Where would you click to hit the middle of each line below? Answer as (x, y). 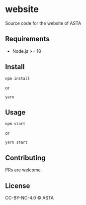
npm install (17, 78)
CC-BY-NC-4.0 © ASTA (29, 198)
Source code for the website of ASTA (43, 23)
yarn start (16, 142)
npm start (15, 124)
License (18, 186)
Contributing (25, 158)
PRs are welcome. (24, 170)
